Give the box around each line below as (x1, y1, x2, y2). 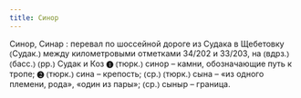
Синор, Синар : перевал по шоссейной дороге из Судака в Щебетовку (9, 38, 285, 49)
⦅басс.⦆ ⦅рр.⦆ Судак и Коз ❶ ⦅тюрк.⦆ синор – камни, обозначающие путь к (9, 58, 293, 69)
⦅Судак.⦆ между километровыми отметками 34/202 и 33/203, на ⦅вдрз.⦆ (9, 47, 290, 59)
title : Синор (9, 13, 59, 23)
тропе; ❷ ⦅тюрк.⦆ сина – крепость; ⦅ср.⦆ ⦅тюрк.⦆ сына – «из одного (9, 68, 265, 79)
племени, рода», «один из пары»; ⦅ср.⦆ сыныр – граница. (9, 78, 231, 89)
